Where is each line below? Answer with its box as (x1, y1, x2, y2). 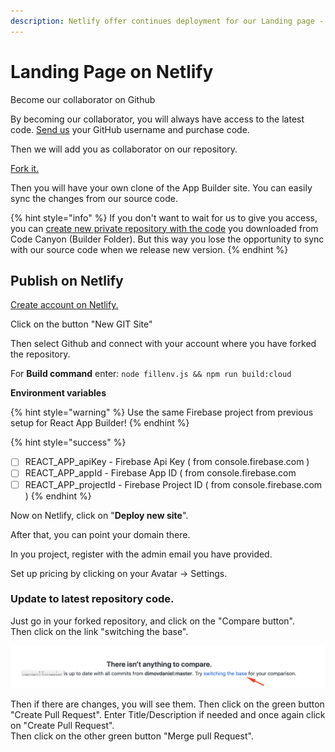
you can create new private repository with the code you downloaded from (10, 222, 319, 234)
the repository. (10, 348, 71, 360)
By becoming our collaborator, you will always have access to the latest (10, 113, 305, 125)
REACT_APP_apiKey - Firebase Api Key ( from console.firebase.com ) (24, 456, 310, 468)
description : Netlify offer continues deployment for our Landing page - (10, 16, 325, 26)
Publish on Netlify (10, 272, 124, 289)
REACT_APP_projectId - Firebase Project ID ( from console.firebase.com (24, 478, 323, 490)
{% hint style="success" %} (10, 436, 127, 449)
